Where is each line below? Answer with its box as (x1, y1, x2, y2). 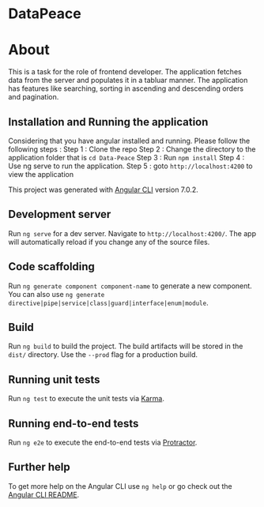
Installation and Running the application (8, 115, 209, 129)
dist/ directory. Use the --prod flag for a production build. (8, 350, 198, 359)
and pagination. (8, 92, 59, 102)
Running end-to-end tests (8, 416, 139, 430)
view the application (8, 169, 74, 178)
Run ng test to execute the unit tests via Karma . (8, 394, 164, 404)
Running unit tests (8, 373, 100, 386)
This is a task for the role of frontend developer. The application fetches (8, 67, 243, 77)
